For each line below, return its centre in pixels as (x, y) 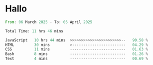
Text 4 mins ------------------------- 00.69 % (77, 59)
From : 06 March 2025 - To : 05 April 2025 (49, 22)
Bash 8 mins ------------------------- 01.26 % (77, 54)
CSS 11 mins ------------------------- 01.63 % (77, 49)
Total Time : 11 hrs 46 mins (34, 31)
